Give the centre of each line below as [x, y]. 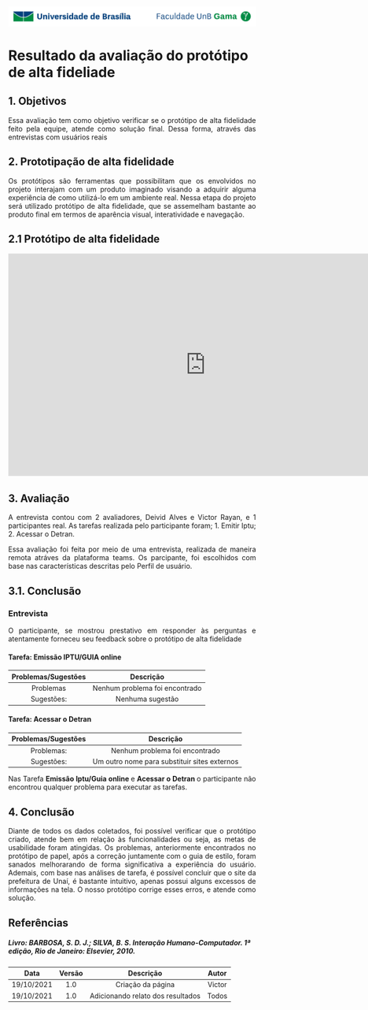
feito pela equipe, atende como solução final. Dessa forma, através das [132, 128]
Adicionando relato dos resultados [145, 996]
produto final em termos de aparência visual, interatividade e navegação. [127, 214]
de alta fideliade [62, 72]
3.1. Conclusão [45, 590]
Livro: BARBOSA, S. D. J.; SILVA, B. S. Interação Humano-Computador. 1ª [129, 943]
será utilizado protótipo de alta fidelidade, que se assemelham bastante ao [132, 206]
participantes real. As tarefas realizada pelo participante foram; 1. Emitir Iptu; [132, 525]
